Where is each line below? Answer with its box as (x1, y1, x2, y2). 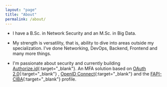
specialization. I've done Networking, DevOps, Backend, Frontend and (12, 45, 158, 51)
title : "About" (5, 12, 37, 17)
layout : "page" (5, 7, 37, 12)
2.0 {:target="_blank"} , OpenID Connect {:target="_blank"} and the (12, 71, 149, 77)
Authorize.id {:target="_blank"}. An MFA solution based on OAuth (12, 65, 146, 71)
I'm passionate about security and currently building (12, 60, 120, 66)
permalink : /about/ (5, 16, 46, 21)
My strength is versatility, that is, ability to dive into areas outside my (12, 40, 154, 46)
